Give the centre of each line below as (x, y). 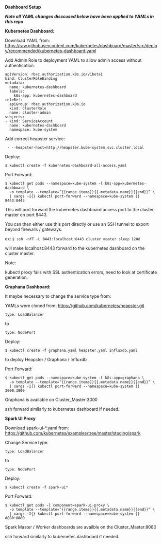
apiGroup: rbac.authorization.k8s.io (48, 104)
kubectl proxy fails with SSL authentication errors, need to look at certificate (81, 272)
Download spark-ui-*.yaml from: (37, 428)
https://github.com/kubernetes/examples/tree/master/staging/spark (73, 433)
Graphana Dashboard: (28, 287)
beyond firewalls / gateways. (34, 229)
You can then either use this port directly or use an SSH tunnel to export (77, 224)
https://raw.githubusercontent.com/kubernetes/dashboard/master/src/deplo (81, 45)
